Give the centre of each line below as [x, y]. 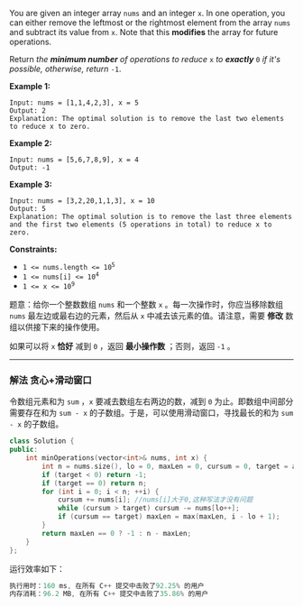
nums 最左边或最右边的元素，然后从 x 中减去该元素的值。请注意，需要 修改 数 [151, 316]
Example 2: [31, 143]
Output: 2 [28, 111]
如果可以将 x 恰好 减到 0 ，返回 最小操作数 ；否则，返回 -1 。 [123, 346]
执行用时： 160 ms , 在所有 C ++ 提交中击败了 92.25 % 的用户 [107, 585]
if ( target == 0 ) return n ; [94, 483]
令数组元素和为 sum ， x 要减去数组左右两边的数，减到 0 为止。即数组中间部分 [151, 401]
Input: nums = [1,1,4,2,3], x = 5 [74, 103]
